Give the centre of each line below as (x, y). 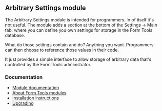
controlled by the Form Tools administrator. (48, 64)
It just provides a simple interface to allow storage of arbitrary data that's (78, 59)
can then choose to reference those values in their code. (62, 50)
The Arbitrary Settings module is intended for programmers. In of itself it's (80, 19)
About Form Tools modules (39, 93)
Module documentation (36, 88)
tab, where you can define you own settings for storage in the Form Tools (79, 30)
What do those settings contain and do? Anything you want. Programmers (79, 45)
